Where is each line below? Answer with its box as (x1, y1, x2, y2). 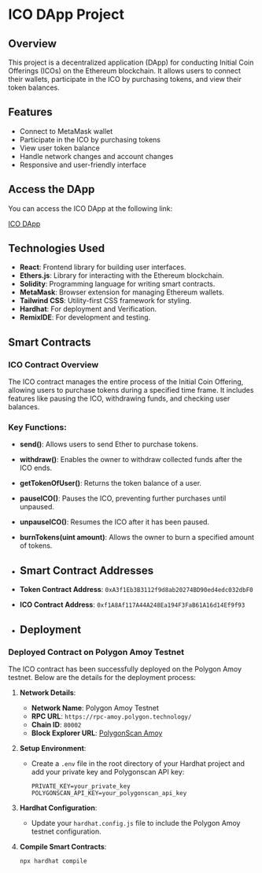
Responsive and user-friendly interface (19, 160, 147, 169)
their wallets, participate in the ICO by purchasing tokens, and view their (8, 75, 242, 83)
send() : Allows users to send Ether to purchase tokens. (19, 439, 198, 449)
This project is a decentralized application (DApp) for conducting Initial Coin (8, 57, 254, 67)
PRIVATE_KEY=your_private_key (31, 782, 131, 790)
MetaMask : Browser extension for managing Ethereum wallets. (19, 287, 224, 297)
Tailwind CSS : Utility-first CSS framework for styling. (19, 296, 192, 305)
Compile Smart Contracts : (19, 842, 107, 851)
